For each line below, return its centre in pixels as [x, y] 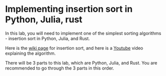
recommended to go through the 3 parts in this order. [60, 68]
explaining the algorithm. [31, 53]
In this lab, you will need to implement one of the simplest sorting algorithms [83, 33]
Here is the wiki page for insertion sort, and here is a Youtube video [74, 48]
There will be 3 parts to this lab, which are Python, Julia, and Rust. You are [81, 63]
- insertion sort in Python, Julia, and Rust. [48, 38]
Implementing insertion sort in [69, 9]
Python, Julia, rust [44, 19]
